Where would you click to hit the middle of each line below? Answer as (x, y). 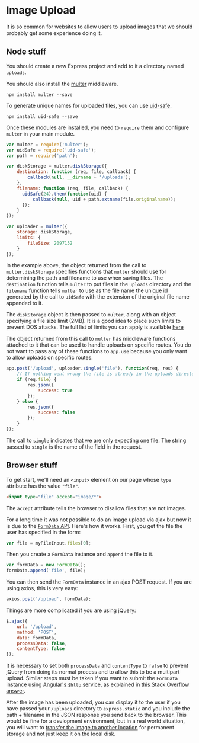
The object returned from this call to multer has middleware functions (91, 339)
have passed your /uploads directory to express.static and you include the (98, 709)
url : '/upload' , (37, 627)
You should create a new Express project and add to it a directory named (95, 66)
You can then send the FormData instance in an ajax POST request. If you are (99, 582)
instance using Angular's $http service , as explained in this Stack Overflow (98, 684)
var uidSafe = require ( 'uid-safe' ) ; (51, 150)
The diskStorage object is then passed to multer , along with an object (91, 315)
